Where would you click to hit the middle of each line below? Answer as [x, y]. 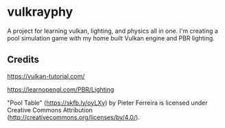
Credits [23, 60]
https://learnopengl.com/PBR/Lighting [61, 89]
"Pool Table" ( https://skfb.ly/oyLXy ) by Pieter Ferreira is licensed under [107, 103]
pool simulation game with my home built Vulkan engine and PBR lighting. [111, 38]
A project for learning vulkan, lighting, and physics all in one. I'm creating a [113, 31]
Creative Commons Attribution [50, 110]
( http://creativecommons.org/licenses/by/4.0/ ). [74, 117]
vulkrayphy [40, 12]
